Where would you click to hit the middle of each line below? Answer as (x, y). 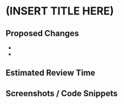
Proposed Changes (42, 33)
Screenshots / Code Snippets (62, 93)
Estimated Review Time (51, 73)
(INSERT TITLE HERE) (60, 11)
